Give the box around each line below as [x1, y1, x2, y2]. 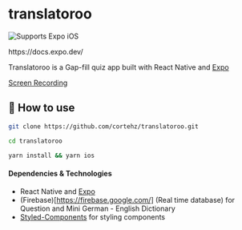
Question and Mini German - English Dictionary [19, 204, 175, 213]
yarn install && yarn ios [8, 151, 95, 159]
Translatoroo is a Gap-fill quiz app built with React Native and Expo [8, 62, 230, 72]
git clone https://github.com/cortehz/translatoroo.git [8, 122, 199, 131]
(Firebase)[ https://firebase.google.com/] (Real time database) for [19, 195, 235, 204]
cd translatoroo [8, 137, 63, 145]
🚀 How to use [8, 101, 75, 115]
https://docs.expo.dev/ [8, 46, 83, 56]
